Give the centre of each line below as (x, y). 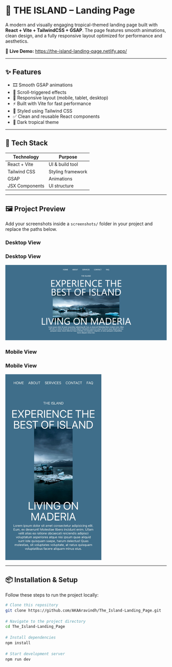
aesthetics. (17, 41)
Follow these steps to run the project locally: (52, 595)
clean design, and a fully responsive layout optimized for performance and (84, 35)
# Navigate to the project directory (46, 621)
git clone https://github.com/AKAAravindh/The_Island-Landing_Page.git (83, 610)
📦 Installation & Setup (42, 580)
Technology (26, 157)
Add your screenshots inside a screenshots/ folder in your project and (79, 224)
